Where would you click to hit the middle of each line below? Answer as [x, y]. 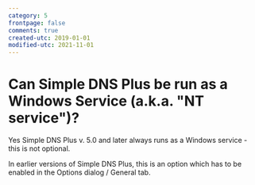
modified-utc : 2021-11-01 [51, 45]
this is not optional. [39, 148]
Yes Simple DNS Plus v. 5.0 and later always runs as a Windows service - [128, 141]
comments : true [33, 30]
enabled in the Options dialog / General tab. [79, 172]
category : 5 [28, 15]
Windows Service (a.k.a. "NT [106, 101]
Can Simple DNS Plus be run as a [118, 85]
